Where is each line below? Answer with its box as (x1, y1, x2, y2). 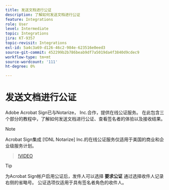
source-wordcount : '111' (5, 59, 58, 64)
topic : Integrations (5, 31, 49, 36)
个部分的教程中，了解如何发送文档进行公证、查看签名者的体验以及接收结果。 (5, 116, 165, 122)
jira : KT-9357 (5, 36, 36, 41)
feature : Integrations (5, 17, 53, 22)
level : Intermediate (5, 26, 49, 31)
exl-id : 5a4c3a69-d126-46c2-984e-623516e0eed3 (5, 45, 106, 50)
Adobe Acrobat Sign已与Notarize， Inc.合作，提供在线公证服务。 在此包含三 (5, 109, 164, 116)
